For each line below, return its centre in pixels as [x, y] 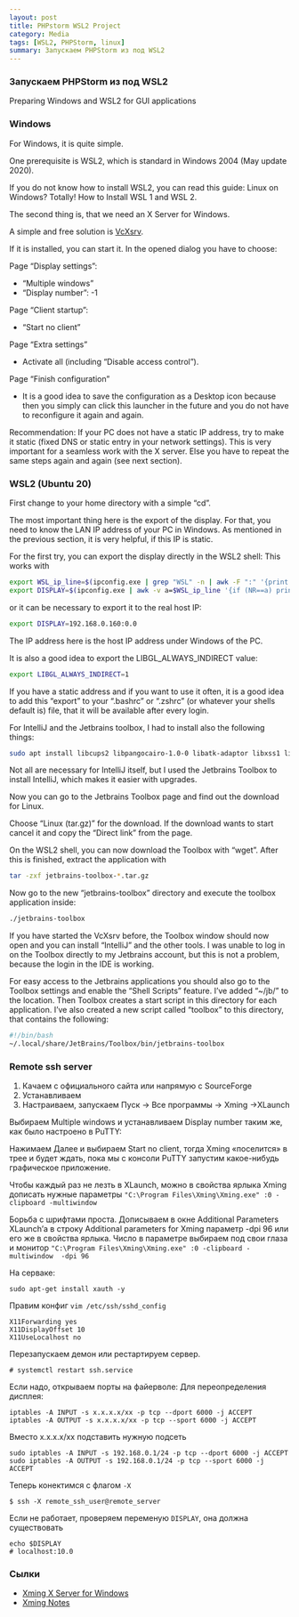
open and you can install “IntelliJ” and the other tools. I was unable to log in [147, 945]
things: [22, 737]
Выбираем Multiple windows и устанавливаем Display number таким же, [146, 1122]
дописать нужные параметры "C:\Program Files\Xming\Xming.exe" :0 [141, 1194]
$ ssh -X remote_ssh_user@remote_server [85, 1502]
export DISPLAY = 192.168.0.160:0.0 [73, 624]
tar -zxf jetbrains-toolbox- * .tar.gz [79, 876]
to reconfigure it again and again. [83, 415]
